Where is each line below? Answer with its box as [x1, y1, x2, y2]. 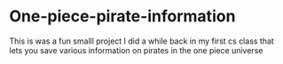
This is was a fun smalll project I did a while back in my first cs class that [9, 36, 275, 46]
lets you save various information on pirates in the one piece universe [9, 44, 263, 55]
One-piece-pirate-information [9, 6, 236, 27]
